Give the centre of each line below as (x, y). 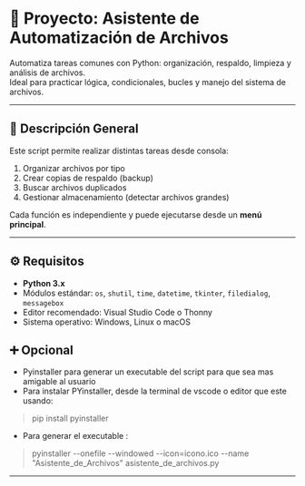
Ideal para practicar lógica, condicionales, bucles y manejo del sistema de (148, 82)
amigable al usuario (59, 382)
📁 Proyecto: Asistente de (104, 19)
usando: (38, 401)
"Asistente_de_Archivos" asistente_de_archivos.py (125, 463)
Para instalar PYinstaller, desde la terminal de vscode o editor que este (155, 391)
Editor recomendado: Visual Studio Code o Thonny (118, 312)
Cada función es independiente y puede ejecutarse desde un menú (136, 214)
